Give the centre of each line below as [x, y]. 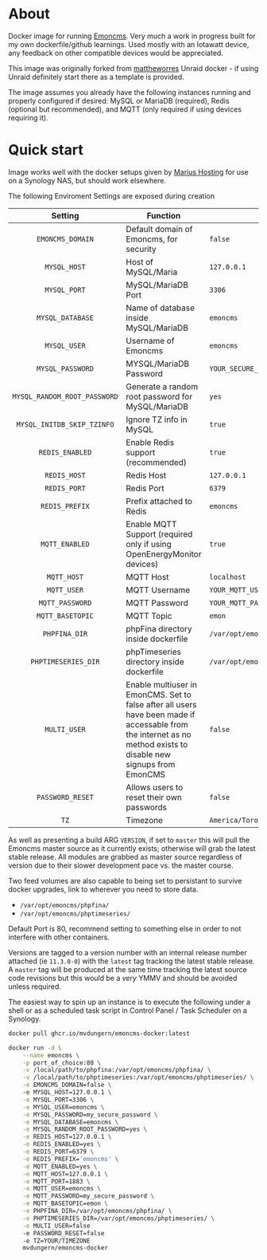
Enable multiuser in [161, 684]
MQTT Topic [149, 616]
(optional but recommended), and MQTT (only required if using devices [125, 109]
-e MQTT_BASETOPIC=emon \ [66, 1204]
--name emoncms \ [51, 1055]
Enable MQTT [151, 524]
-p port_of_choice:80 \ [62, 1063]
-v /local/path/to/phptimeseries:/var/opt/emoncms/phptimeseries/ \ [138, 1077]
